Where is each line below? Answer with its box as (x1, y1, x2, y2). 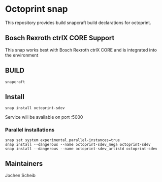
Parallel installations (5, 127, 55, 133)
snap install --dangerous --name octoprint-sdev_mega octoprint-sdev (5, 142, 151, 147)
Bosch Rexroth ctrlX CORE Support (5, 34, 115, 42)
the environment (5, 52, 38, 58)
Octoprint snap (5, 3, 68, 15)
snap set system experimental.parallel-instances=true (5, 137, 120, 143)
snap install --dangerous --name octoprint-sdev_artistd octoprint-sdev (5, 146, 158, 151)
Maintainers (5, 159, 43, 168)
